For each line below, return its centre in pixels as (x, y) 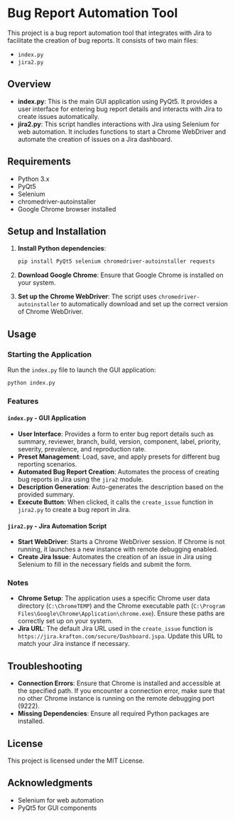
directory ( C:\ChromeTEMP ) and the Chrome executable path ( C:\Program (121, 606)
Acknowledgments (50, 783)
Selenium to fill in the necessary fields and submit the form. (104, 565)
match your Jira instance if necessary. (73, 644)
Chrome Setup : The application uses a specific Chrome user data (114, 598)
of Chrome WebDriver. (50, 312)
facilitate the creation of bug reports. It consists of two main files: (103, 40)
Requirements (39, 162)
